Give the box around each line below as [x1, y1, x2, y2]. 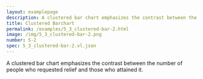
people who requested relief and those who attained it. [6, 66, 143, 73]
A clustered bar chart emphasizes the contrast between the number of [6, 59, 183, 67]
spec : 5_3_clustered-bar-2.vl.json [6, 43, 97, 49]
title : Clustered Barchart [6, 20, 75, 26]
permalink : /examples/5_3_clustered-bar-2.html [6, 26, 129, 32]
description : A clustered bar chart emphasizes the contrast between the [6, 15, 198, 21]
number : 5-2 [6, 37, 36, 43]
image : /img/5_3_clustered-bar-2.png [6, 32, 102, 38]
